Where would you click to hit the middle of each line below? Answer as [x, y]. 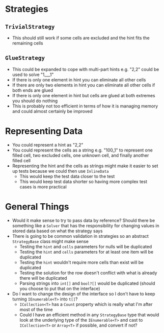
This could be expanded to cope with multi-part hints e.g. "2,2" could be [86, 69]
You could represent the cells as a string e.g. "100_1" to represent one [82, 150]
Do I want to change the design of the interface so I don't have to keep [84, 294]
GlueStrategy [25, 58]
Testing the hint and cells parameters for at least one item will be [86, 252]
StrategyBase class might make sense [50, 241]
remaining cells [27, 43]
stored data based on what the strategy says [57, 231]
